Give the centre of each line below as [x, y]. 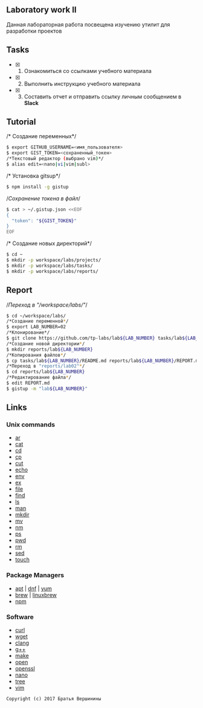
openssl [25, 669]
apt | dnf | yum [34, 588]
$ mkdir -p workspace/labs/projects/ [54, 260]
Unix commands [31, 425]
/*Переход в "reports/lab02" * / [46, 366]
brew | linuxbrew [36, 595]
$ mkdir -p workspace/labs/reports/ [52, 271]
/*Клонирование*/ [28, 333]
